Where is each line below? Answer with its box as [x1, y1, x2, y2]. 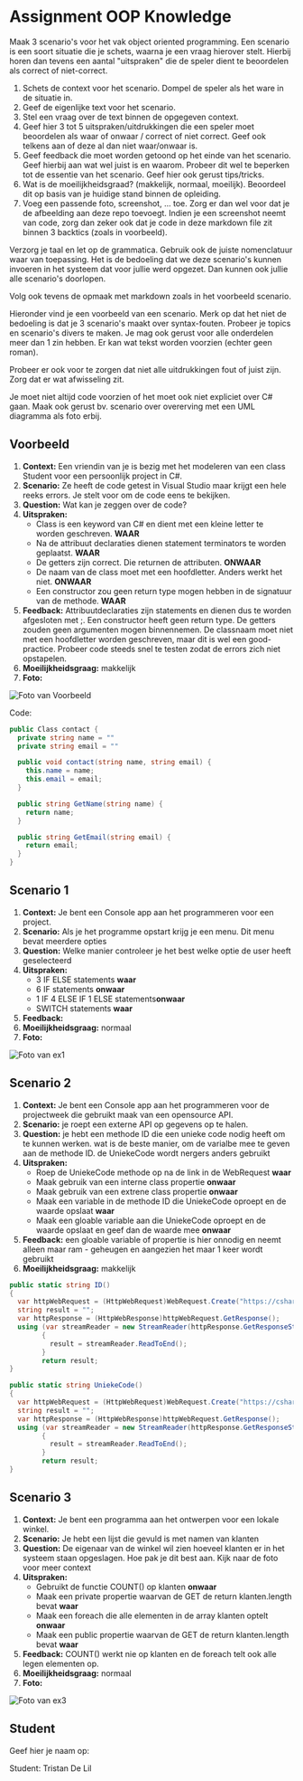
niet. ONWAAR [35, 576, 92, 587]
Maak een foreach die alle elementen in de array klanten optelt [35, 1610, 269, 1621]
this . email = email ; [25, 775, 103, 784]
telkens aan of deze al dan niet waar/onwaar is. [22, 140, 198, 151]
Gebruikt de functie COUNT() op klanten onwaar [35, 1581, 217, 1592]
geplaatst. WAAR [35, 547, 101, 558]
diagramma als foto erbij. [9, 410, 102, 422]
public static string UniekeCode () [9, 1381, 143, 1390]
